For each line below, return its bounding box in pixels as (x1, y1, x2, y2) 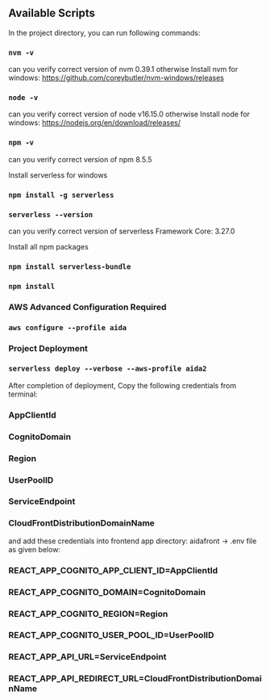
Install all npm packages (8, 241, 89, 251)
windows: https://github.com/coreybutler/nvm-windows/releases (8, 73, 224, 83)
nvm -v (8, 48, 35, 57)
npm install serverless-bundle (8, 262, 131, 271)
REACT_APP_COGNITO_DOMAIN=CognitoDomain (8, 586, 206, 597)
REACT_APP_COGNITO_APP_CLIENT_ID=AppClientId (8, 564, 218, 576)
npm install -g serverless (8, 190, 114, 199)
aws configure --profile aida (8, 323, 127, 332)
